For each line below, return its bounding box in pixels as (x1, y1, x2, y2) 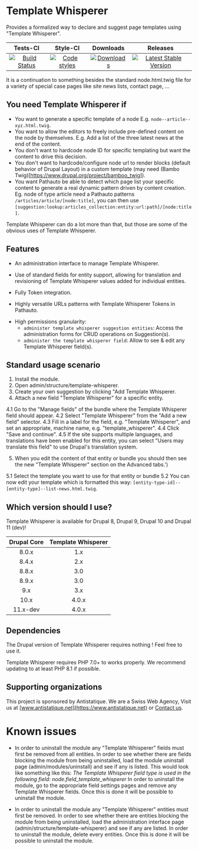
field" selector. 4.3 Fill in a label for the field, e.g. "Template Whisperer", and (6, 419, 190, 426)
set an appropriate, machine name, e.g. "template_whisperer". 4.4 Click (6, 424, 180, 431)
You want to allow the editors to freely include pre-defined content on (14, 128, 184, 135)
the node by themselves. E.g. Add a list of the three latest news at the (14, 134, 184, 141)
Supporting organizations (6, 682, 103, 692)
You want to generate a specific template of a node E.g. (14, 115, 150, 122)
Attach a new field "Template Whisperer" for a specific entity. (14, 394, 164, 401)
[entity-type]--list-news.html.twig (6, 486, 96, 492)
